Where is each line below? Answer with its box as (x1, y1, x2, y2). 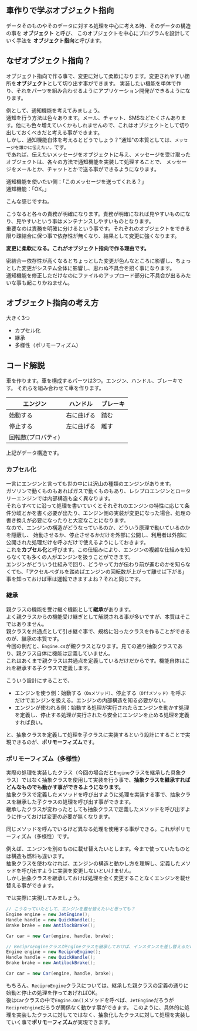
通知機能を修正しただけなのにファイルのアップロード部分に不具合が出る (6, 272, 181, 279)
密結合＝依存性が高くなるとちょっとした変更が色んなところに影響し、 (6, 257, 176, 264)
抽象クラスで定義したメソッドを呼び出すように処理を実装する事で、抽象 (6, 791, 181, 798)
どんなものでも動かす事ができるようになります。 (6, 784, 124, 791)
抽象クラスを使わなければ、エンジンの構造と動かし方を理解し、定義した (6, 860, 181, 867)
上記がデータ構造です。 (6, 449, 63, 456)
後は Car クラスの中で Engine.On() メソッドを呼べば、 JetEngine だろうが (6, 996, 174, 1003)
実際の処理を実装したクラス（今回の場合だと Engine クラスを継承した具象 (6, 769, 181, 776)
